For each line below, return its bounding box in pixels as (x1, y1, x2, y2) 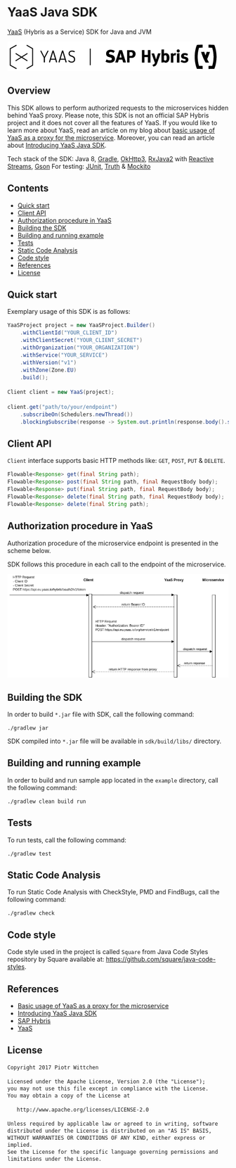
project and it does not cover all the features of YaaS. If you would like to (7, 118, 218, 127)
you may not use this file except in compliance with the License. (7, 1085, 209, 1092)
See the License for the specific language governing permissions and (7, 1148, 218, 1155)
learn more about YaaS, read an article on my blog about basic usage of (7, 126, 216, 134)
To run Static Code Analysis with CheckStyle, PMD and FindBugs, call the (7, 888, 220, 896)
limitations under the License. (7, 1155, 102, 1162)
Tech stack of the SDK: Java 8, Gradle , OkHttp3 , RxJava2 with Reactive (7, 154, 214, 163)
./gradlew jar (7, 725, 49, 732)
